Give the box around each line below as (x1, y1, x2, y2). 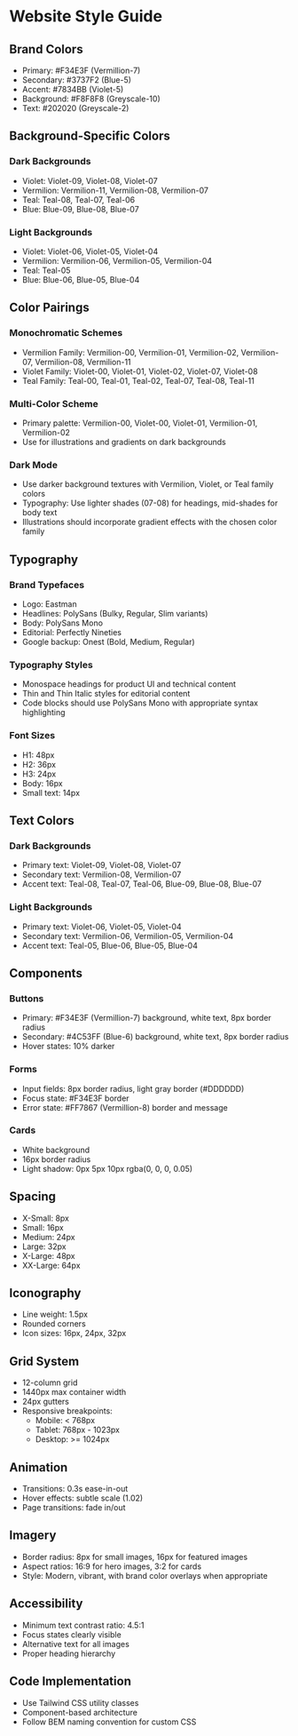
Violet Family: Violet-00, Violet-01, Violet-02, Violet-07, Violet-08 (21, 366, 259, 377)
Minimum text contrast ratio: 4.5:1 (21, 1620, 145, 1630)
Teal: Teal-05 (21, 265, 71, 275)
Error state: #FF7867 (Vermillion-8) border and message (21, 1102, 228, 1112)
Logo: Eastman (21, 598, 77, 609)
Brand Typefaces (9, 578, 85, 591)
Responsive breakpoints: (21, 1406, 113, 1416)
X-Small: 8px (21, 1213, 69, 1223)
